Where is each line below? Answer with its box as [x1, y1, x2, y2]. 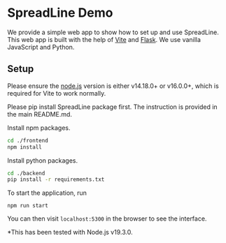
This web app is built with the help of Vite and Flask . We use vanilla [7, 35, 202, 43]
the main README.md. [7, 110, 72, 118]
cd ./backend [7, 170, 45, 177]
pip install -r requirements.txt [7, 176, 105, 183]
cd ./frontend [7, 137, 49, 144]
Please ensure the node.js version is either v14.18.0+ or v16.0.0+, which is [7, 82, 219, 90]
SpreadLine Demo [7, 5, 113, 21]
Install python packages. [7, 156, 78, 165]
